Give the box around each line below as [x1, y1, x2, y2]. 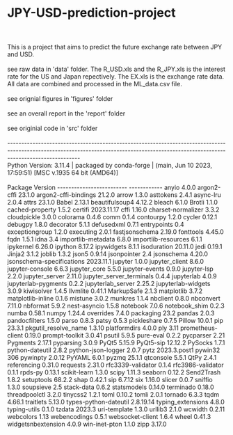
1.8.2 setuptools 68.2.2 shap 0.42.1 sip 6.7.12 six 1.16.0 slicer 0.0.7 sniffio [7, 375, 214, 383]
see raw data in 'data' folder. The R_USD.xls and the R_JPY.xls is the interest [7, 65, 226, 73]
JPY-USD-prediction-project [7, 5, 176, 21]
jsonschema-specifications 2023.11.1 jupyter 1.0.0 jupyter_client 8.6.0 [7, 257, 204, 265]
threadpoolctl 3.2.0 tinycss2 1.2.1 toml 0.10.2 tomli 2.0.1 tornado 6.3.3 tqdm [7, 390, 220, 398]
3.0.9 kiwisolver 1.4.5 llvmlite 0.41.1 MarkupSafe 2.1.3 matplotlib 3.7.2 [7, 287, 203, 295]
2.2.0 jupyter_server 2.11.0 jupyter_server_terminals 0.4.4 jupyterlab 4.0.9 [7, 271, 217, 280]
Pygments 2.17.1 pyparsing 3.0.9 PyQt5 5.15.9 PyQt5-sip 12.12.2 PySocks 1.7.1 [7, 338, 225, 347]
